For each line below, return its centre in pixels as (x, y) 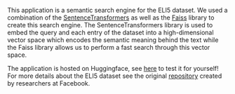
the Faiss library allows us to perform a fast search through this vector (109, 47)
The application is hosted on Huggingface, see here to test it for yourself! (113, 68)
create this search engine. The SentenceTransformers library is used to (110, 25)
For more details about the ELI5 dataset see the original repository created (115, 76)
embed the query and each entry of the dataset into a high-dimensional (110, 32)
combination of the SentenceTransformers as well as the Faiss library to (111, 18)
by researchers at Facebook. (49, 83)
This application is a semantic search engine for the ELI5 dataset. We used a (117, 10)
